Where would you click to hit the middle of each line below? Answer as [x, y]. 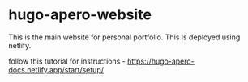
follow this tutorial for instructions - [67, 61]
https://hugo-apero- [160, 61]
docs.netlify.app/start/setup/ [56, 69]
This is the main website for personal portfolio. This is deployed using [124, 37]
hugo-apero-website [80, 15]
